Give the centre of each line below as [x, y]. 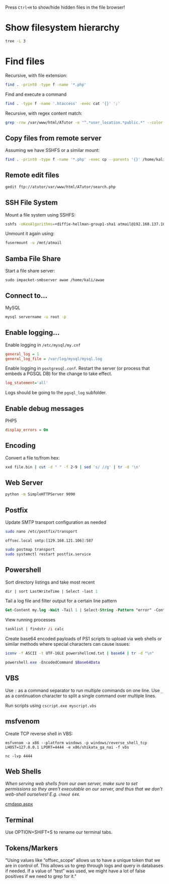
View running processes [30, 620]
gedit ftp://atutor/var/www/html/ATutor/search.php [60, 187]
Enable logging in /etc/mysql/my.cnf [43, 345]
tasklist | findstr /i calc [35, 629]
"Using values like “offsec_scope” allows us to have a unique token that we [83, 860]
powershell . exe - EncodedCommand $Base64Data [53, 663]
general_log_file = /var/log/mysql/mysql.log [54, 359]
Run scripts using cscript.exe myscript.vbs [51, 705]
